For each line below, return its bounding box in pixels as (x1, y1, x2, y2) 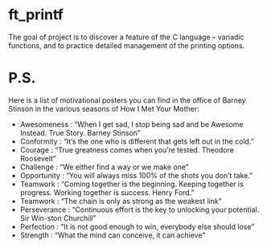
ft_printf (8, 6, 64, 24)
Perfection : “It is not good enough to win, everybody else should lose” (19, 222, 255, 231)
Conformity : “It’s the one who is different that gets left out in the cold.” (19, 136, 255, 146)
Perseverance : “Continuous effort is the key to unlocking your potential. (19, 205, 260, 214)
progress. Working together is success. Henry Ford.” (19, 187, 195, 197)
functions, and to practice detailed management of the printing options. (8, 40, 245, 50)
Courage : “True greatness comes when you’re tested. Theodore (19, 144, 235, 154)
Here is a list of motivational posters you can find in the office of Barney (8, 95, 247, 105)
